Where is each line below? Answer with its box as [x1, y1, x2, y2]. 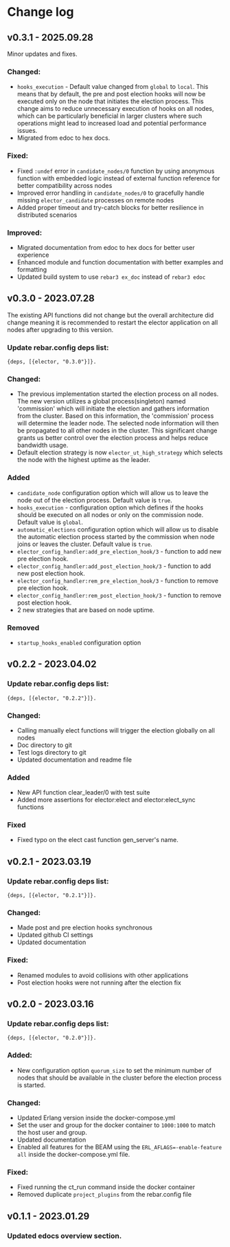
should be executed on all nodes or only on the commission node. [16, 510, 204, 518]
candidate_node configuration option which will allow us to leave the [16, 488, 209, 496]
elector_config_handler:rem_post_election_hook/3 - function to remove [16, 591, 222, 599]
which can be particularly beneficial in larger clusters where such [16, 112, 203, 120]
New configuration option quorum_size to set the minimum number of [16, 1066, 211, 1074]
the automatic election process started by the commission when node [16, 532, 215, 541]
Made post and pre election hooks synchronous [16, 923, 153, 932]
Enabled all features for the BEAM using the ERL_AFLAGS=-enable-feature [16, 1143, 222, 1151]
